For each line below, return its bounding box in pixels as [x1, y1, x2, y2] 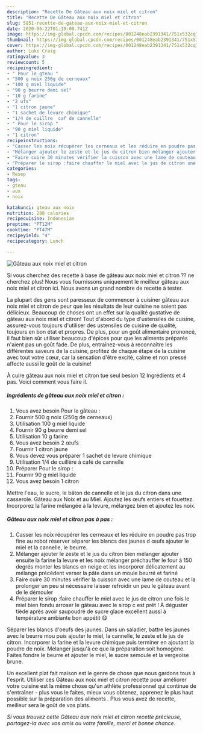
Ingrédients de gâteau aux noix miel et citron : [7, 392, 125, 399]
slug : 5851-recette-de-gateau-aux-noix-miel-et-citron [7, 20, 148, 26]
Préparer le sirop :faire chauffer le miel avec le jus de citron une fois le [15, 594, 190, 602]
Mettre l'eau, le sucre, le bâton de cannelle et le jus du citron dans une [7, 489, 181, 496]
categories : [7, 166, 37, 172]
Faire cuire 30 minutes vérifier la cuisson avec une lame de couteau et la [15, 576, 196, 583]
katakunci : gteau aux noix [7, 204, 75, 211]
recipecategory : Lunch [7, 238, 64, 244]
